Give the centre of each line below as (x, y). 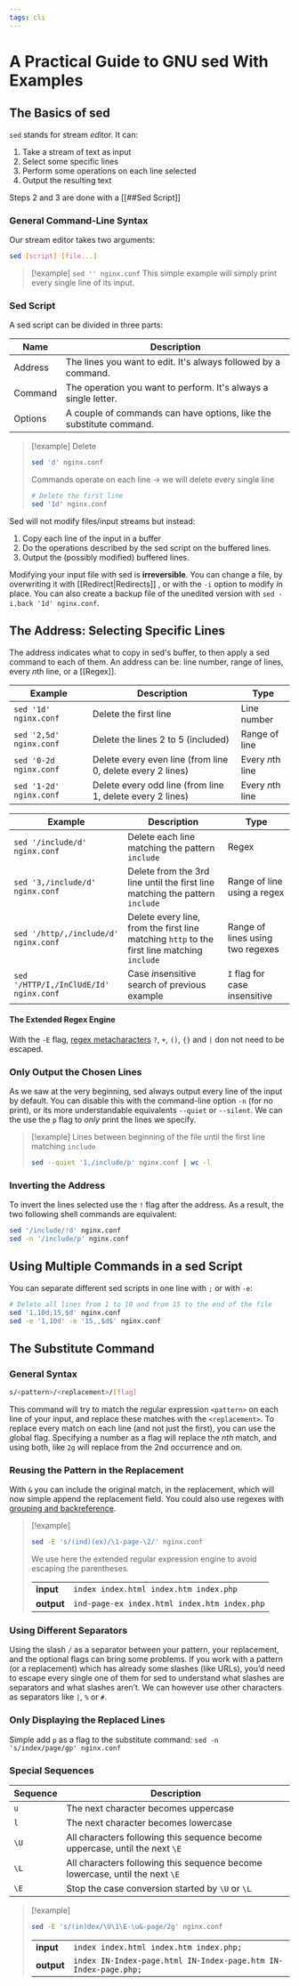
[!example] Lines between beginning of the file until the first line (148, 1137)
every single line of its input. (83, 282)
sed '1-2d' (36, 786)
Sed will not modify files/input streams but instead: (102, 521)
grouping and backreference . (63, 1508)
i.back (21, 603)
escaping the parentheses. (80, 1569)
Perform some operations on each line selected (109, 171)
